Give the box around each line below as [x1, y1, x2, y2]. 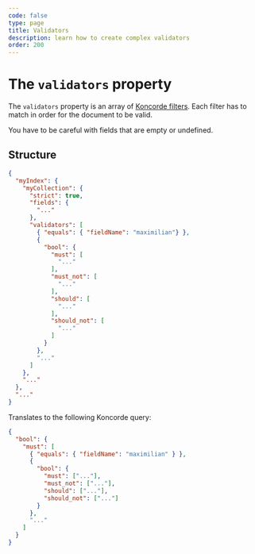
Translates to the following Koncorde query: [8, 412, 152, 421]
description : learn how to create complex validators [8, 33, 191, 42]
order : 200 [8, 41, 44, 49]
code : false [8, 11, 48, 20]
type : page [8, 19, 44, 27]
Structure [8, 148, 57, 162]
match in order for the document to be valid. [8, 110, 153, 120]
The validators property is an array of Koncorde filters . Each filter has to [8, 102, 248, 111]
